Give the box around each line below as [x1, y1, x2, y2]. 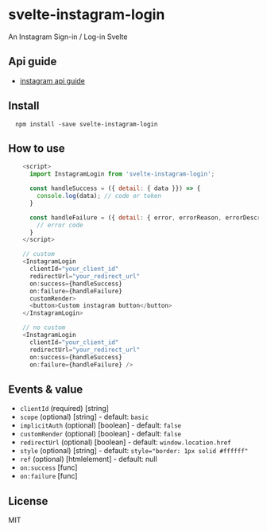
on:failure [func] [19, 471, 78, 481]
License [8, 494, 48, 508]
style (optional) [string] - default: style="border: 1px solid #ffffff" [19, 446, 249, 455]
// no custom [22, 324, 66, 331]
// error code [37, 221, 83, 229]
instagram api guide [19, 76, 86, 85]
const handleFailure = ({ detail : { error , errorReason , [29, 213, 222, 222]
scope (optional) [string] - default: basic [19, 412, 149, 422]
